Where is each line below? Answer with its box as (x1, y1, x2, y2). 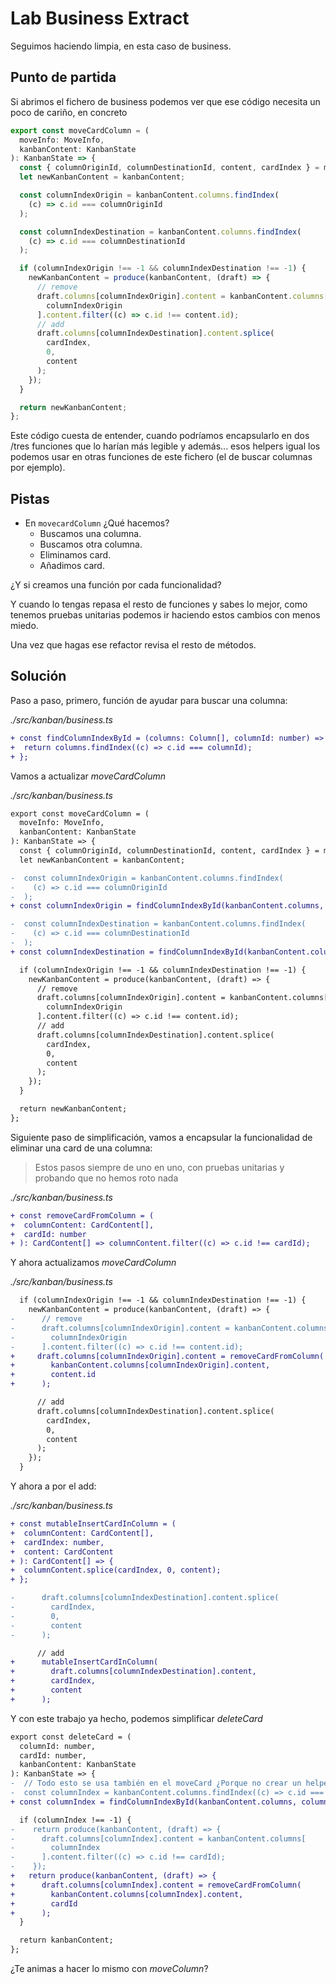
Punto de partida (10, 69, 117, 86)
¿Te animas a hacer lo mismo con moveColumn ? (10, 1963, 209, 1974)
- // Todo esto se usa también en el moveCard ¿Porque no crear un (10, 1778, 302, 1789)
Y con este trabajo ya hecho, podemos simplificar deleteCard (10, 1712, 263, 1724)
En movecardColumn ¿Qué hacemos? (24, 517, 170, 529)
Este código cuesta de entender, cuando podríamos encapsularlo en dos (10, 430, 310, 442)
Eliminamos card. (39, 549, 112, 561)
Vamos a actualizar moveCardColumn (10, 770, 167, 782)
